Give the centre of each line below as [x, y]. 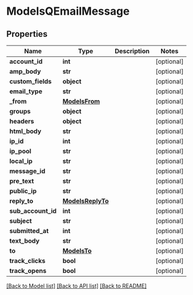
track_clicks [28, 261]
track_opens [28, 271]
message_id [28, 171]
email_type [26, 91]
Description [132, 51]
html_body [25, 131]
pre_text [22, 181]
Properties [27, 34]
